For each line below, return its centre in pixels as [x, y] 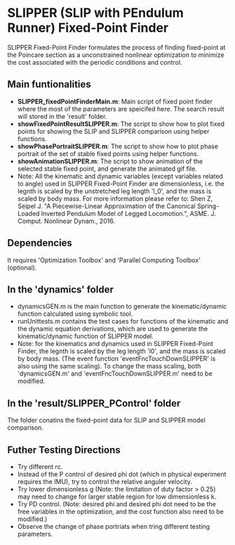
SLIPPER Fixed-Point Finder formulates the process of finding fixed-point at [116, 47]
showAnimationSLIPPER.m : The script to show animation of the [110, 161]
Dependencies [40, 243]
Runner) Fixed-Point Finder [88, 28]
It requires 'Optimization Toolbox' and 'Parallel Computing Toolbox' [104, 260]
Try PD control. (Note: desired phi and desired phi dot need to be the [116, 504]
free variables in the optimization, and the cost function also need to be [121, 512]
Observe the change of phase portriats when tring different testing [114, 526]
